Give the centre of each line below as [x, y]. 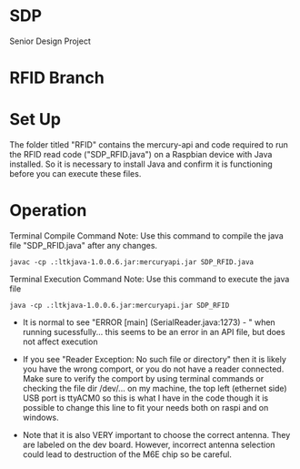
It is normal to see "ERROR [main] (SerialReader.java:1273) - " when [149, 322]
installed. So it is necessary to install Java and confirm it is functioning [141, 164]
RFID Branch [57, 78]
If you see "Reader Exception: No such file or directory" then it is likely [154, 359]
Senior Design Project [50, 41]
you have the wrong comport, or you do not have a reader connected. [153, 369]
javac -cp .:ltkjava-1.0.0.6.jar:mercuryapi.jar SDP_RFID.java [132, 262]
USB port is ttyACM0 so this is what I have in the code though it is [145, 398]
